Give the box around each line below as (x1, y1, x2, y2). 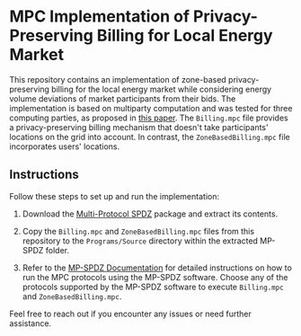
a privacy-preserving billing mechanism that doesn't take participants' (9, 121, 269, 132)
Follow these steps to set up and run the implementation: (9, 190, 220, 201)
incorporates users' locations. (9, 141, 120, 152)
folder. (45, 244, 70, 255)
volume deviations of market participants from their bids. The (9, 93, 236, 104)
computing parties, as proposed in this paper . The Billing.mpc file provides (9, 112, 289, 123)
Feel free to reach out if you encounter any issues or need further (9, 308, 252, 319)
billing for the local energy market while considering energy (50, 84, 272, 94)
